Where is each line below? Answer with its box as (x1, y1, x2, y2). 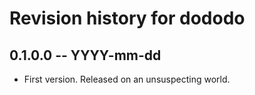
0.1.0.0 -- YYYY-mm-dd (9, 47, 162, 64)
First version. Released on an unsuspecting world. (23, 73, 231, 85)
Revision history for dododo (9, 7, 246, 30)
